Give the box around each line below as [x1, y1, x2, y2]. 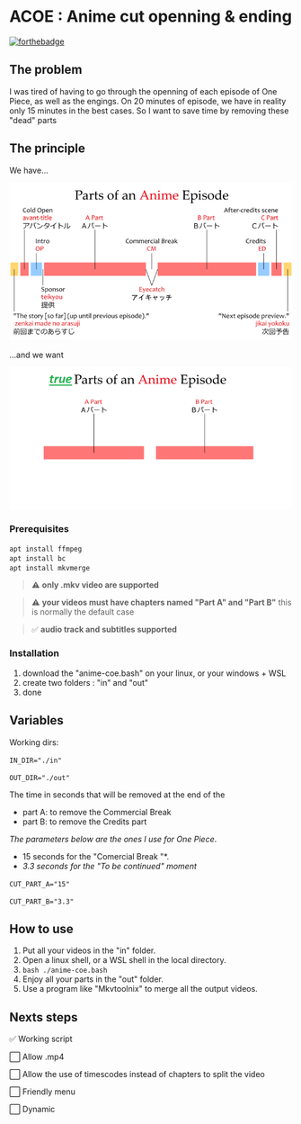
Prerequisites [9, 523, 69, 535]
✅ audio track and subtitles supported [31, 624, 178, 635]
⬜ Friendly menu [9, 1086, 76, 1097]
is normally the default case [31, 607, 135, 617]
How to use [9, 921, 74, 937]
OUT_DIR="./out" [9, 773, 70, 782]
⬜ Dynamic [9, 1104, 56, 1115]
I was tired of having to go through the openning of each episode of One [9, 85, 278, 96]
